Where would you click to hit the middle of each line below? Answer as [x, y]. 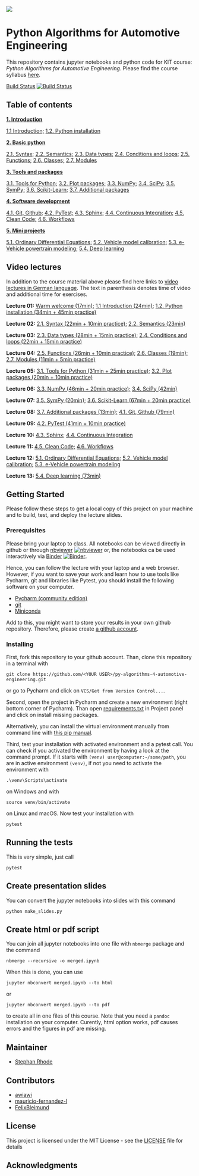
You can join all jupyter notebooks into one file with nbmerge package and [95, 944]
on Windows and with [33, 791]
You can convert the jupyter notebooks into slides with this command [91, 900]
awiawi [23, 1095]
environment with [28, 769]
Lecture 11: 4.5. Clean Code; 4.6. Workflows [60, 446]
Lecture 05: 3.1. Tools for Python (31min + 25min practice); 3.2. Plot [89, 371]
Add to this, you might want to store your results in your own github [89, 622]
